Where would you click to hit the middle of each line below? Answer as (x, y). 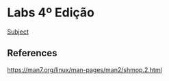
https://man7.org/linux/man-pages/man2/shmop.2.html (84, 69)
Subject (18, 32)
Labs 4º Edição (51, 13)
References (32, 53)
